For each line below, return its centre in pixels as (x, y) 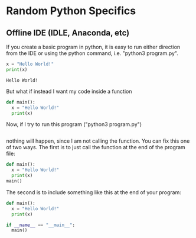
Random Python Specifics (71, 11)
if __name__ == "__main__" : (41, 225)
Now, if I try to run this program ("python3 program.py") (74, 124)
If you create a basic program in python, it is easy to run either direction (93, 47)
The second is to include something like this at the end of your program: (94, 192)
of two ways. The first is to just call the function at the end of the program (96, 147)
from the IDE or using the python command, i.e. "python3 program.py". (92, 53)
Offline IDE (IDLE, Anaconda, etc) (68, 33)
